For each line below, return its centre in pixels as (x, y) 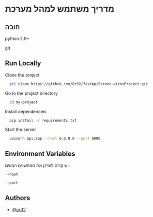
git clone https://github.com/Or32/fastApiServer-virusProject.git (79, 84)
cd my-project (23, 102)
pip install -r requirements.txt (43, 120)
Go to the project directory (31, 93)
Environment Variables (40, 154)
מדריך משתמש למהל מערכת (60, 9)
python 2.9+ (17, 38)
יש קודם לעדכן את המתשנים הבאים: (38, 165)
